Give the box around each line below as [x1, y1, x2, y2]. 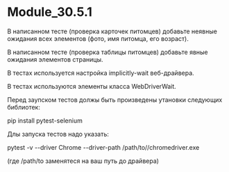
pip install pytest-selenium [7, 116, 83, 125]
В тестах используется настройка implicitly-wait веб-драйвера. [7, 69, 194, 77]
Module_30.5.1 [7, 4, 92, 20]
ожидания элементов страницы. [7, 55, 103, 63]
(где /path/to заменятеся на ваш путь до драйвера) [7, 157, 160, 165]
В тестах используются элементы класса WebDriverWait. [7, 82, 177, 90]
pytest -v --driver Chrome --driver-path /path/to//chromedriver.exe [7, 143, 200, 151]
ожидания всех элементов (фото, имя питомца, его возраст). [7, 34, 189, 42]
